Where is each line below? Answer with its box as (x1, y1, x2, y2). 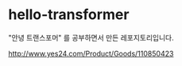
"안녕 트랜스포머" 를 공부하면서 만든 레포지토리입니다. (8, 33, 175, 42)
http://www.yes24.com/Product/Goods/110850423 (8, 49, 174, 58)
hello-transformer (8, 6, 130, 24)
